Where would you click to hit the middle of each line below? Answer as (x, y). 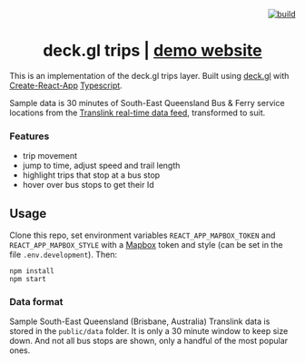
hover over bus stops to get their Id (88, 185)
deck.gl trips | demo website (152, 51)
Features (30, 136)
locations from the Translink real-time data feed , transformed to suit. (138, 113)
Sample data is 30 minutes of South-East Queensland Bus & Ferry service (147, 103)
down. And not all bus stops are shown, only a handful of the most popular (149, 341)
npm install (32, 271)
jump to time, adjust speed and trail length (101, 166)
